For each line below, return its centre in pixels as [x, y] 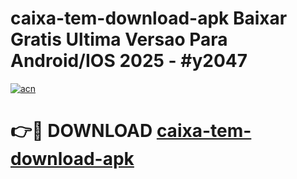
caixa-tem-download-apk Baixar [149, 18]
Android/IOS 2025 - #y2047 [129, 61]
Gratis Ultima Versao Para [119, 39]
